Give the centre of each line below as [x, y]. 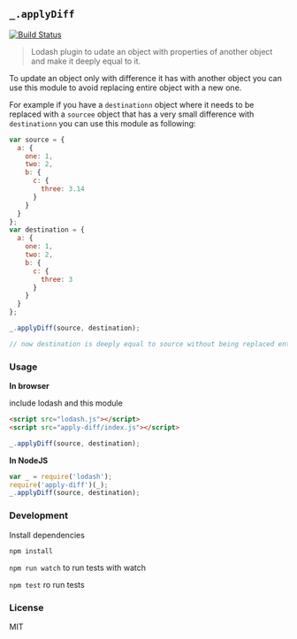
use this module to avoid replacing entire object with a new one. [126, 87]
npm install [31, 551]
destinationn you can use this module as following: [103, 123]
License [27, 607]
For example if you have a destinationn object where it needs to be [132, 104]
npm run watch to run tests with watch [77, 567]
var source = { [37, 140]
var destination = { [47, 230]
